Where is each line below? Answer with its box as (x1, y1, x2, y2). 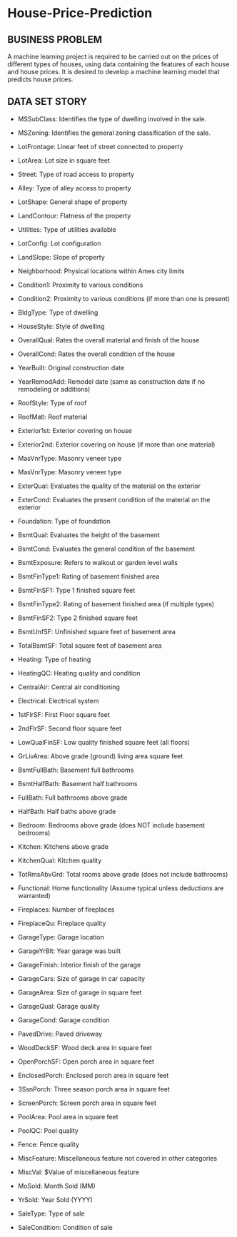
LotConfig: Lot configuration (17, 239, 101, 248)
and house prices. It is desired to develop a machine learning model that (7, 68, 220, 76)
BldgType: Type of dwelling (17, 308, 99, 317)
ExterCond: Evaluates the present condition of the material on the (17, 495, 211, 504)
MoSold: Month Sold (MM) (17, 1181, 96, 1190)
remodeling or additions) (17, 385, 91, 393)
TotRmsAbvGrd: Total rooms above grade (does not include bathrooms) (17, 870, 228, 878)
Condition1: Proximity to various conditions (17, 280, 143, 289)
